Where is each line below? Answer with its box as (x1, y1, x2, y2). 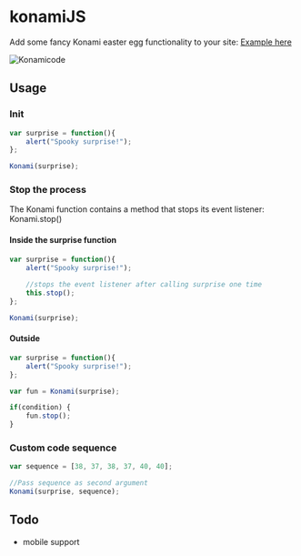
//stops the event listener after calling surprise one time (25, 280, 262, 289)
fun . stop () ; (25, 411, 71, 420)
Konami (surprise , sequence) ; (9, 487, 120, 497)
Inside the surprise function (9, 235, 116, 246)
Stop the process (9, 184, 86, 197)
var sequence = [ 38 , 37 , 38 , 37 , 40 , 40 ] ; (9, 462, 173, 471)
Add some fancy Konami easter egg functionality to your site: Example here (9, 36, 293, 47)
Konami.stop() (9, 214, 63, 225)
